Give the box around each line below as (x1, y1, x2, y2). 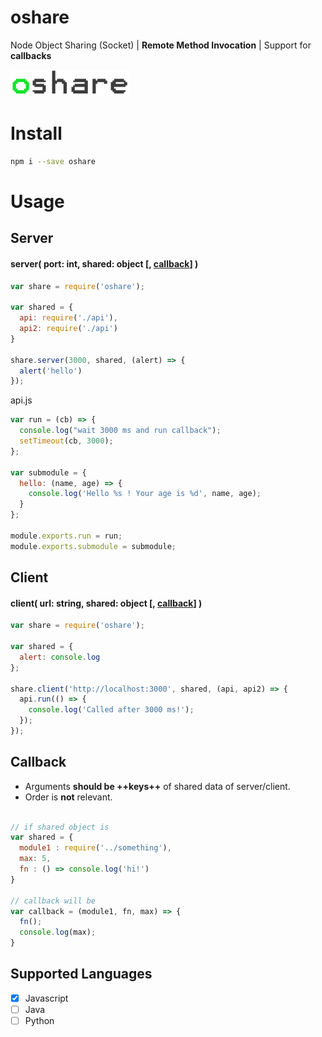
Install (10, 122, 63, 145)
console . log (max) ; (19, 927, 97, 938)
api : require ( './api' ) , (19, 313, 118, 323)
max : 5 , (19, 854, 52, 864)
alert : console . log (19, 652, 101, 662)
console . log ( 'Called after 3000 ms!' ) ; (28, 705, 195, 715)
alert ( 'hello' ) (19, 366, 83, 376)
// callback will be (10, 896, 97, 906)
